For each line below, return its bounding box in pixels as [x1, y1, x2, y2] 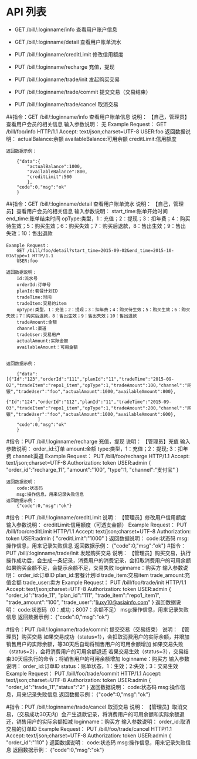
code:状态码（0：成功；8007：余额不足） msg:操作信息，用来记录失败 [17, 606, 189, 613]
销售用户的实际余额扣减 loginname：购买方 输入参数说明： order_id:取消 [16, 718, 191, 725]
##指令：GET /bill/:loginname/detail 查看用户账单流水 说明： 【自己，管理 [6, 200, 184, 207]
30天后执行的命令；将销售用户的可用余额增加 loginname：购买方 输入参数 [11, 655, 189, 662]
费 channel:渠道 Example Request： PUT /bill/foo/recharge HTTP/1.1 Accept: [6, 452, 190, 459]
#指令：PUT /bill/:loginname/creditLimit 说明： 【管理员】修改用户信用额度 [6, 513, 186, 520]
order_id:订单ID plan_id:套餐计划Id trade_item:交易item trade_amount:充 [17, 571, 191, 579]
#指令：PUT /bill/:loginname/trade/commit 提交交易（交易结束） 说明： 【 [6, 626, 185, 633]
